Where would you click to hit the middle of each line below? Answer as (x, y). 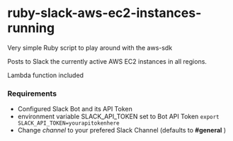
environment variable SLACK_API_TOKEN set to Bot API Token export (118, 117)
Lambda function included (45, 75)
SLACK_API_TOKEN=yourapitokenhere (68, 123)
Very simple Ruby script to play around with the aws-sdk (90, 47)
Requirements (32, 94)
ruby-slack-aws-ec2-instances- (104, 13)
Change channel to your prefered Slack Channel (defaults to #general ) (122, 130)
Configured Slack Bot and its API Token (75, 109)
